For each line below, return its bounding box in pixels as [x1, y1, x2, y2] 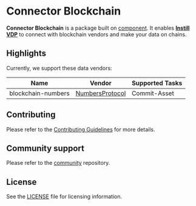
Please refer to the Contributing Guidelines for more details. [6, 125, 155, 133]
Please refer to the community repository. [6, 159, 110, 167]
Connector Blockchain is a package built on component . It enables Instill [6, 24, 190, 32]
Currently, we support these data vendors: [6, 64, 112, 71]
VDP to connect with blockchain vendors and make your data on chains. [6, 30, 187, 38]
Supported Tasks [131, 79, 183, 87]
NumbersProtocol [75, 89, 126, 98]
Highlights [6, 48, 47, 59]
